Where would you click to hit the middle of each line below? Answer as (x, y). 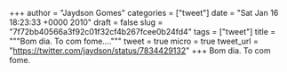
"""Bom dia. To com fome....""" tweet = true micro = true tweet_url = (134, 41)
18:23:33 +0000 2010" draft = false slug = (86, 22)
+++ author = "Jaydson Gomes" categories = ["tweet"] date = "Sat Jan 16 (144, 13)
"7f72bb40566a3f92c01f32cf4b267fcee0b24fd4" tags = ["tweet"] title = (143, 32)
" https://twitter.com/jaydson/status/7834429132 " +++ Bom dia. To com (140, 51)
